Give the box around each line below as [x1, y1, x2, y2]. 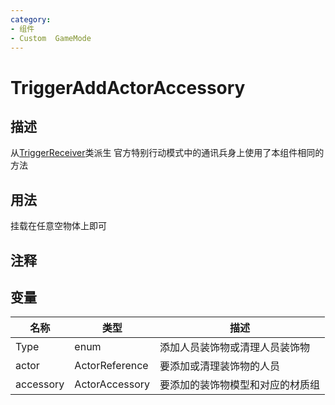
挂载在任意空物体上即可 [10, 220, 107, 232]
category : [10, 14, 52, 25]
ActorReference [74, 359, 149, 373]
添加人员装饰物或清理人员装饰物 [159, 341, 310, 355]
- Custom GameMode [10, 33, 92, 43]
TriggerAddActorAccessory [10, 76, 246, 99]
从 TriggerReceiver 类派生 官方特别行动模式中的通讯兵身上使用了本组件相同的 [10, 147, 325, 159]
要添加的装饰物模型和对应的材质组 [159, 378, 320, 392]
